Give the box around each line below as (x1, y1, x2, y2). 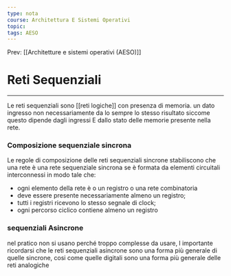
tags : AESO (7, 29, 38, 36)
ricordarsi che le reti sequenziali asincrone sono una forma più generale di (7, 246, 218, 255)
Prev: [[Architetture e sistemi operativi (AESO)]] (7, 48, 142, 56)
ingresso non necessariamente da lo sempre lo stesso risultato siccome (7, 109, 210, 117)
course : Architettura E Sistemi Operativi (7, 17, 131, 23)
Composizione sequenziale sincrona (7, 140, 132, 150)
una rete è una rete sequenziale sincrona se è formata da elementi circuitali (7, 163, 221, 172)
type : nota (7, 10, 38, 17)
